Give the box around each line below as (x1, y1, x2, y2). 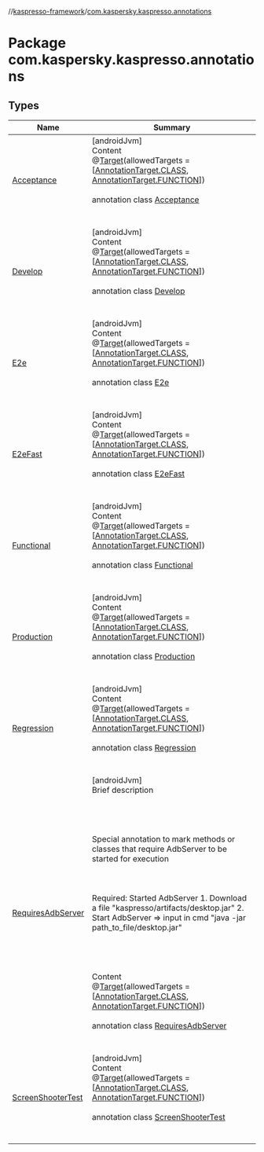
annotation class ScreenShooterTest (91, 1112, 225, 1122)
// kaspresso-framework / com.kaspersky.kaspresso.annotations (8, 7, 212, 16)
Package (8, 35, 67, 52)
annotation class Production (91, 651, 196, 662)
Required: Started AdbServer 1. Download (91, 893, 247, 903)
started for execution (91, 853, 169, 864)
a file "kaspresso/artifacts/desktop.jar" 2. (91, 903, 244, 913)
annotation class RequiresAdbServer (91, 1021, 227, 1031)
